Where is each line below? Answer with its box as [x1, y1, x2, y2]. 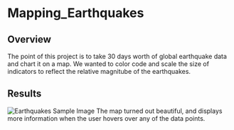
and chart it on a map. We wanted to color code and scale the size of [7, 60, 210, 68]
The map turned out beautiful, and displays [95, 107, 223, 115]
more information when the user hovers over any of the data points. [7, 114, 206, 122]
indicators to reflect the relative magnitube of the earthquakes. [7, 67, 191, 75]
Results [7, 87, 42, 100]
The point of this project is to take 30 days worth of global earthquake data [7, 52, 228, 60]
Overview [7, 33, 52, 45]
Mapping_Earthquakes [7, 5, 144, 21]
